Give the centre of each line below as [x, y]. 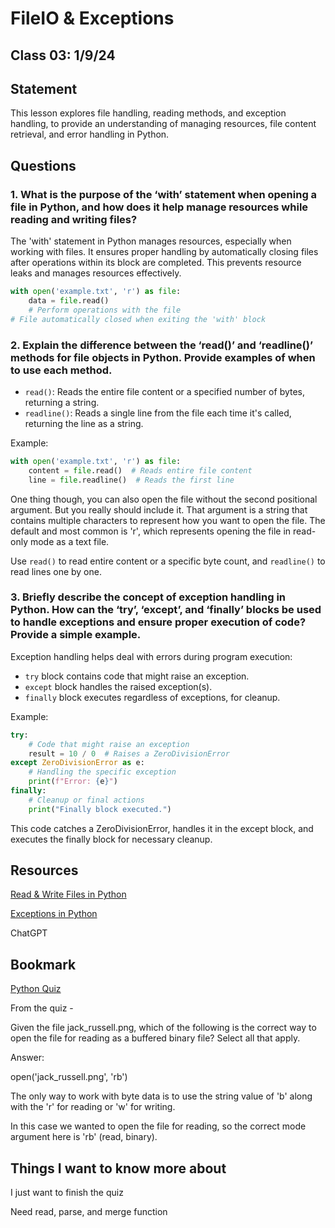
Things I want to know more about [118, 1168]
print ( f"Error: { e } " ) [73, 782]
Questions [43, 165]
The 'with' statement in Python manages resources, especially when [151, 241]
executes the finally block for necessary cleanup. [111, 839]
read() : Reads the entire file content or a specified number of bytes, [165, 391]
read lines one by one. [56, 571]
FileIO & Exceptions [92, 18]
